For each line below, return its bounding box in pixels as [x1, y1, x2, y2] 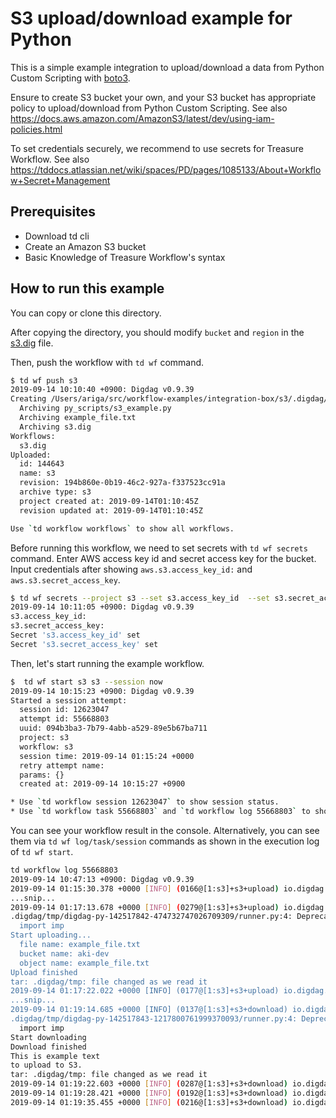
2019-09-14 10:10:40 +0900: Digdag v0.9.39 [10, 385, 195, 395]
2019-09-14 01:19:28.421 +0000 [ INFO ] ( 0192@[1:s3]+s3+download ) [10, 1088, 288, 1099]
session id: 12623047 [19, 705, 110, 715]
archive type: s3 [19, 487, 92, 497]
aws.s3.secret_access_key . [10, 573, 121, 586]
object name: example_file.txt [19, 958, 150, 968]
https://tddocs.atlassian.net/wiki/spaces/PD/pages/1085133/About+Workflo [10, 163, 322, 176]
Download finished [10, 1042, 87, 1052]
